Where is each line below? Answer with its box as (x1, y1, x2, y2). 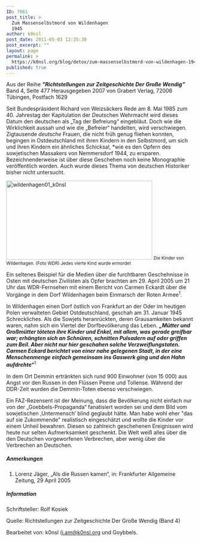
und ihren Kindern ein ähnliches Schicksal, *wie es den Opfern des (6, 143, 171, 150)
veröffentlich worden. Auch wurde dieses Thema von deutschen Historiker (6, 162, 190, 169)
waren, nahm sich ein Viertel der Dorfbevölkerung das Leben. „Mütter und (6, 322, 190, 329)
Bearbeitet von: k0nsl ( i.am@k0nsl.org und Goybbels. (6, 528, 138, 536)
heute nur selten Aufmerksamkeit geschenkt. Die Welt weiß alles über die (6, 429, 187, 436)
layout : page (6, 48, 39, 54)
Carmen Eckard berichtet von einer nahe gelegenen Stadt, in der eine (6, 347, 182, 355)
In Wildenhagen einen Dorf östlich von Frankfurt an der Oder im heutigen (6, 303, 186, 310)
